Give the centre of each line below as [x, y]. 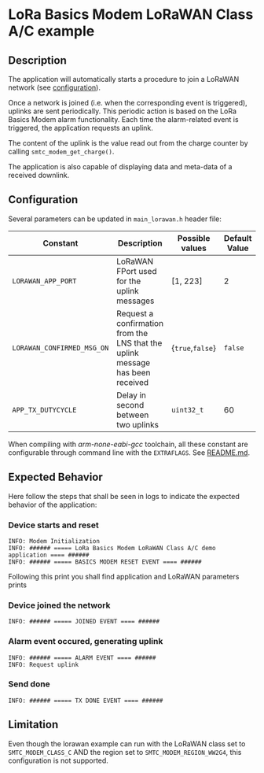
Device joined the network [59, 605]
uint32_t [188, 410]
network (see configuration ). [54, 87]
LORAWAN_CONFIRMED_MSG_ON [60, 348]
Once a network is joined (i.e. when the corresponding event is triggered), [128, 103]
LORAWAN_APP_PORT [44, 281]
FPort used [137, 271]
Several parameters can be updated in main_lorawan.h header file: [115, 219]
